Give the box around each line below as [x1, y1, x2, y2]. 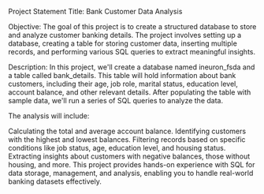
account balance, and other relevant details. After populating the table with [8, 88, 251, 97]
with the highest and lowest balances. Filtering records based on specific [8, 135, 246, 144]
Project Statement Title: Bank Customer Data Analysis [8, 7, 183, 16]
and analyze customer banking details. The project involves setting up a [8, 31, 242, 39]
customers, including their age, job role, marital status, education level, [8, 79, 239, 88]
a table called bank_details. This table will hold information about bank [8, 71, 236, 80]
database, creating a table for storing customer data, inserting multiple [8, 39, 238, 48]
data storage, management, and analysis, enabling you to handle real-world [8, 169, 254, 177]
